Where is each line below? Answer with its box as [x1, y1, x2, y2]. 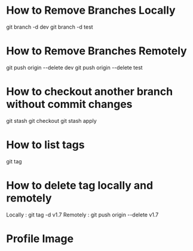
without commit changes [6, 98, 133, 111]
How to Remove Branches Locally [6, 4, 176, 17]
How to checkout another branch [6, 85, 173, 98]
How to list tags [6, 138, 85, 151]
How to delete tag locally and [6, 178, 154, 192]
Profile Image [6, 232, 73, 245]
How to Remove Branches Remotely [6, 44, 187, 58]
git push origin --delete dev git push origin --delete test [6, 64, 143, 71]
